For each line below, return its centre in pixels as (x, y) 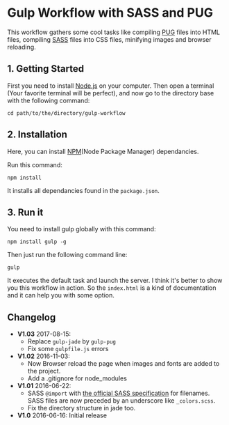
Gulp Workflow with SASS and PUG (110, 13)
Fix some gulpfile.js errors (68, 349)
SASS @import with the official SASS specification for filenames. (119, 393)
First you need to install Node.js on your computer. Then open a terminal (111, 86)
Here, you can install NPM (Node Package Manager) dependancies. (103, 151)
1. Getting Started (46, 69)
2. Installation (37, 135)
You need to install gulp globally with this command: (82, 229)
